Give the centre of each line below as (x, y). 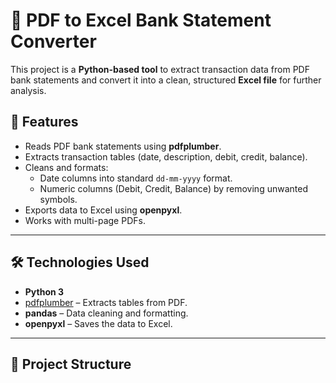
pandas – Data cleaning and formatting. (106, 313)
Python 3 (44, 291)
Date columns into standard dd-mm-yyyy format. (136, 178)
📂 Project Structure (71, 364)
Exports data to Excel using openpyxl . (103, 210)
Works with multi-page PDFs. (85, 220)
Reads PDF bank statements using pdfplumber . (123, 146)
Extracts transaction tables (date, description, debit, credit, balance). (166, 156)
